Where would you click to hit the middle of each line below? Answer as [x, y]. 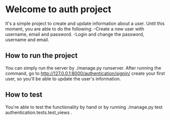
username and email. [27, 40]
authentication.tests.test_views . [39, 112]
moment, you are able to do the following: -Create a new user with [75, 28]
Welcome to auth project [58, 9]
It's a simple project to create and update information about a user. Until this [85, 23]
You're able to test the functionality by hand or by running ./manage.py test [84, 107]
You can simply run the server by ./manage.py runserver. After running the [83, 68]
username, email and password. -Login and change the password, [75, 34]
